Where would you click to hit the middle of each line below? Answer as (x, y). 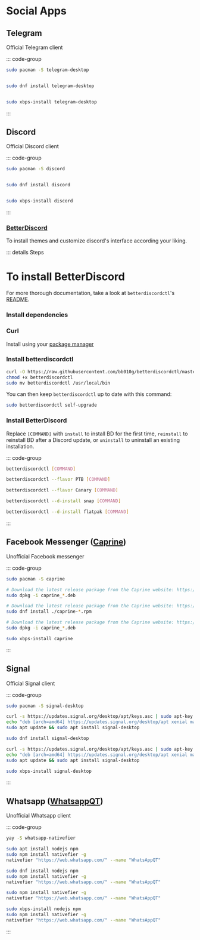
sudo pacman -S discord (36, 169)
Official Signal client (31, 683)
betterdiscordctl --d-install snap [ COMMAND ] (63, 501)
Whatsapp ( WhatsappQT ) (55, 801)
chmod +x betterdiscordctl (40, 377)
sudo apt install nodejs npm (42, 849)
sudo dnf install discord (38, 185)
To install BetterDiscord (65, 277)
